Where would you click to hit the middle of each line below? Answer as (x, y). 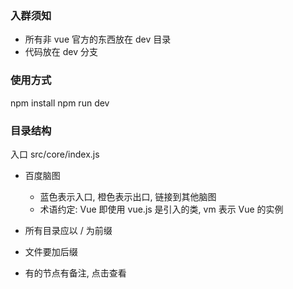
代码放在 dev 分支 (61, 52)
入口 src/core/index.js (55, 154)
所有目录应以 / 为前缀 (68, 230)
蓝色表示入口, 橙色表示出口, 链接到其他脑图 (128, 196)
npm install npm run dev (60, 103)
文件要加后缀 (51, 251)
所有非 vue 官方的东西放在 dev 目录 (98, 39)
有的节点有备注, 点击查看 (75, 273)
